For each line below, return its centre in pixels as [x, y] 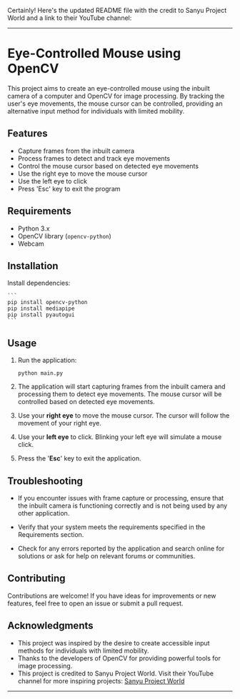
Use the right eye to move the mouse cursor [82, 174]
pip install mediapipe [41, 309]
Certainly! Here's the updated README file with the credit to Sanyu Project [117, 10]
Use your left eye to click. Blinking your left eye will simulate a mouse [120, 437]
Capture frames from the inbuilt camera [76, 151]
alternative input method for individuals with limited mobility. [96, 111]
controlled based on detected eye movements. [86, 402]
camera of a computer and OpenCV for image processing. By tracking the [116, 96]
